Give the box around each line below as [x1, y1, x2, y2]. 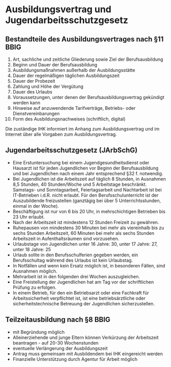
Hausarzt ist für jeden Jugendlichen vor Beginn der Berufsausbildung [12, 165, 159, 171]
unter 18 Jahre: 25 [12, 246, 51, 252]
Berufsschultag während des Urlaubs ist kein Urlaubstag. [12, 257, 133, 263]
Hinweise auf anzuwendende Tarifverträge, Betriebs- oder [12, 105, 136, 111]
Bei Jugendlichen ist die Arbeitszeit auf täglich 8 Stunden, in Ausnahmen [12, 176, 166, 182]
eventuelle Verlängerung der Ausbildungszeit [12, 345, 108, 351]
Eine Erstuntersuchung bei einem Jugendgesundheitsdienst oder [12, 159, 150, 165]
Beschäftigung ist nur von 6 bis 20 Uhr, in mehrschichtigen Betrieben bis [12, 208, 166, 214]
